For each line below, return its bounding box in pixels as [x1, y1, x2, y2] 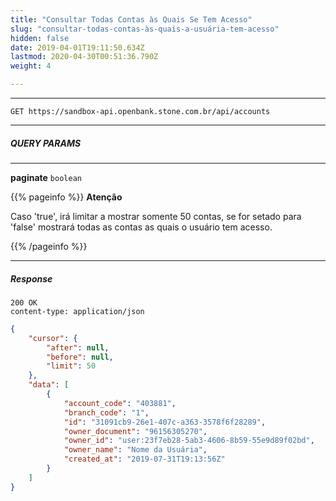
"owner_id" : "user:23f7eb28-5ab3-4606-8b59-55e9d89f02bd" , [63, 436, 315, 446]
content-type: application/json [10, 306, 145, 316]
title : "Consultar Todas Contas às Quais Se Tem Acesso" [10, 14, 253, 25]
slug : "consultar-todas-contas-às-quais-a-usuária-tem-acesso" [10, 24, 280, 34]
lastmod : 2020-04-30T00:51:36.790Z [10, 52, 159, 62]
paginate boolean [10, 171, 82, 183]
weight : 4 [10, 61, 52, 71]
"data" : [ [28, 380, 70, 390]
